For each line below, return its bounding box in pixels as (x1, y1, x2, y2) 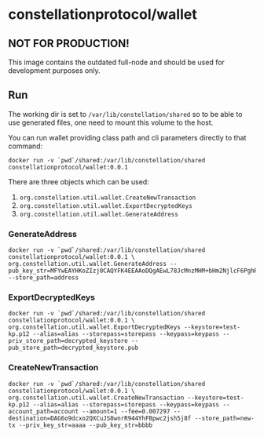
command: (8, 141, 43, 151)
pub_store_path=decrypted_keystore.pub (8, 344, 139, 352)
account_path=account (8, 407, 79, 415)
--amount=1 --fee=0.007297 (82, 407, 170, 415)
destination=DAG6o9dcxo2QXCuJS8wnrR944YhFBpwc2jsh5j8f (8, 414, 192, 422)
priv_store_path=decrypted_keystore (8, 337, 128, 345)
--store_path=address (8, 274, 79, 282)
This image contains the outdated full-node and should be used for (8, 57, 225, 67)
